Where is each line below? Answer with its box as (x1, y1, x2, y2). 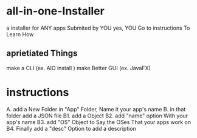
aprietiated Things (6, 48, 78, 59)
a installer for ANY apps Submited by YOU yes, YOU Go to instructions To (6, 24, 190, 31)
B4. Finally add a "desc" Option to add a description (6, 125, 137, 132)
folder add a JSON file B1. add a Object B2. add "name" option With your (6, 112, 188, 119)
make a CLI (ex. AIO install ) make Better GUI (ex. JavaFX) (6, 64, 151, 71)
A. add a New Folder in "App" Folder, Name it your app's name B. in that (6, 105, 186, 113)
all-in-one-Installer (6, 4, 105, 18)
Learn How (6, 30, 34, 38)
